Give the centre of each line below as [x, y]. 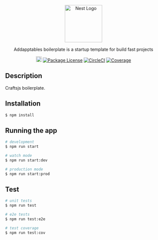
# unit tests [19, 201]
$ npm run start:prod [28, 174]
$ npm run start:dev [27, 160]
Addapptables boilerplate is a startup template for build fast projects [83, 49]
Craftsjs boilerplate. [25, 88]
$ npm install [20, 115]
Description [24, 76]
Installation [23, 104]
